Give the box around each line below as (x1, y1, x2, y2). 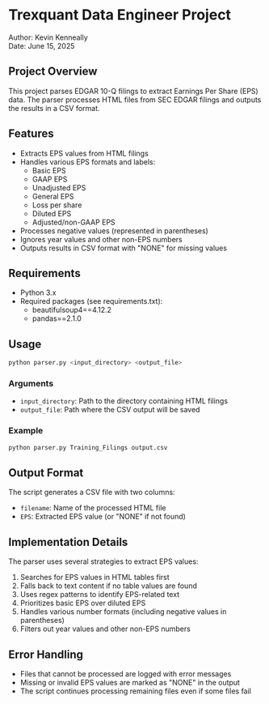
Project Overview (8, 65, 98, 79)
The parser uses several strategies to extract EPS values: (8, 557, 199, 566)
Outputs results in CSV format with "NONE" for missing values (19, 243, 228, 253)
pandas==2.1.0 (32, 314, 82, 323)
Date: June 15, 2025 (8, 41, 75, 50)
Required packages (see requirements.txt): (19, 297, 163, 306)
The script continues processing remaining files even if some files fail (19, 686, 252, 696)
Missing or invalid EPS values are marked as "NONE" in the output (19, 677, 241, 687)
